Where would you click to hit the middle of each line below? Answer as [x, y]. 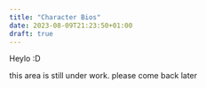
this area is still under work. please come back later [103, 76]
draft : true [31, 33]
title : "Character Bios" [55, 17]
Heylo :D [25, 59]
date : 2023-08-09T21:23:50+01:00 [71, 26]
